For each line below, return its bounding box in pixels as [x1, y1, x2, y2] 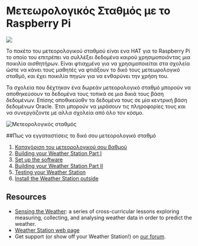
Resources [6, 192, 47, 202]
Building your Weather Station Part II [14, 162, 103, 169]
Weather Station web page [14, 226, 80, 234]
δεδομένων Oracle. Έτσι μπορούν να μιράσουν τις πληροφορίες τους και [6, 102, 186, 110]
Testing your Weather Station [14, 169, 86, 176]
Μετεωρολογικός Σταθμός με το [6, 4, 171, 18]
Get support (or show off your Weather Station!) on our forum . [14, 232, 166, 240]
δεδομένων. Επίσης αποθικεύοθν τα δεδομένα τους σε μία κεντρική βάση [6, 96, 187, 103]
